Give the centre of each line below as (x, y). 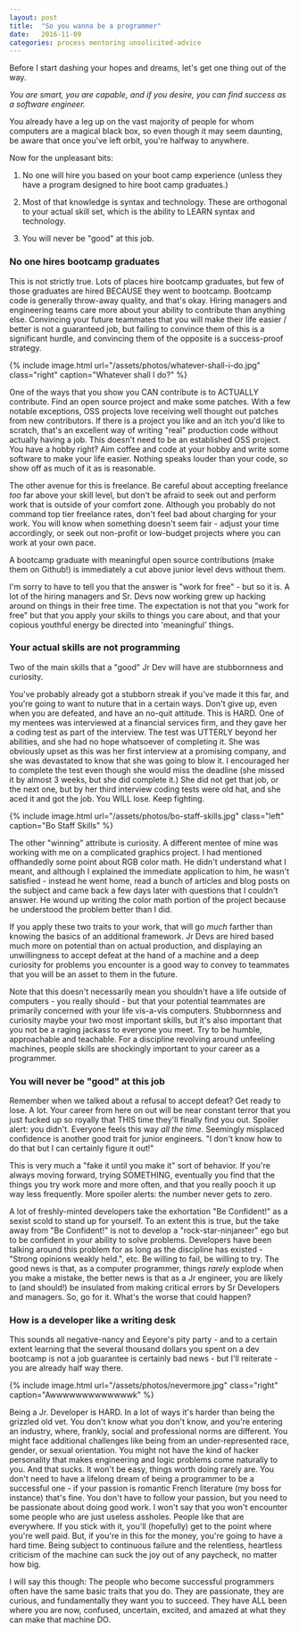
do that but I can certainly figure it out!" (82, 1148)
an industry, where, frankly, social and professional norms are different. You (149, 1432)
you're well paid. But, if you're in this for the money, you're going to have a (146, 1536)
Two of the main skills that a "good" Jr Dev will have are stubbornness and (146, 667)
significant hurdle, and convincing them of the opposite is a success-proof (146, 338)
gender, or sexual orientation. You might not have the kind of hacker (134, 1450)
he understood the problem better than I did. (91, 909)
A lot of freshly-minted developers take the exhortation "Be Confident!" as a (149, 1211)
